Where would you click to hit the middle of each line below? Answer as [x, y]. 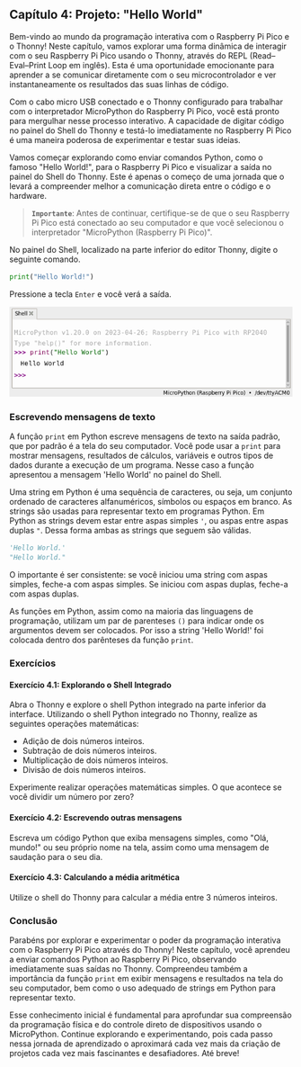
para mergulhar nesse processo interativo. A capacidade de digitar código [147, 121]
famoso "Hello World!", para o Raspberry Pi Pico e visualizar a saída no [141, 166]
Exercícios [33, 663]
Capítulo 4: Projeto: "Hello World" [106, 15]
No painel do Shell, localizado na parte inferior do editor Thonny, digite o [144, 249]
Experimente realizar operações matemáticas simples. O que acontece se [146, 787]
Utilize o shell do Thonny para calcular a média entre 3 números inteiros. [144, 897]
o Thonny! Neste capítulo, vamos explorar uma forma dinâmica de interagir [148, 46]
